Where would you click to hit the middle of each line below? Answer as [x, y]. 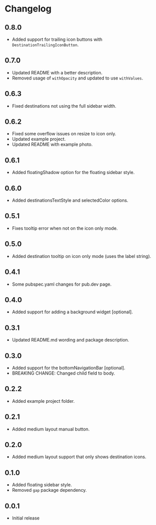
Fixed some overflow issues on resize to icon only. [64, 134]
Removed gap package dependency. [49, 490]
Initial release [26, 518]
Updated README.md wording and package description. [70, 340]
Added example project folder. [43, 401]
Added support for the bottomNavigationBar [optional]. [69, 368]
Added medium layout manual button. [51, 429]
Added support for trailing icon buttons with [57, 39]
